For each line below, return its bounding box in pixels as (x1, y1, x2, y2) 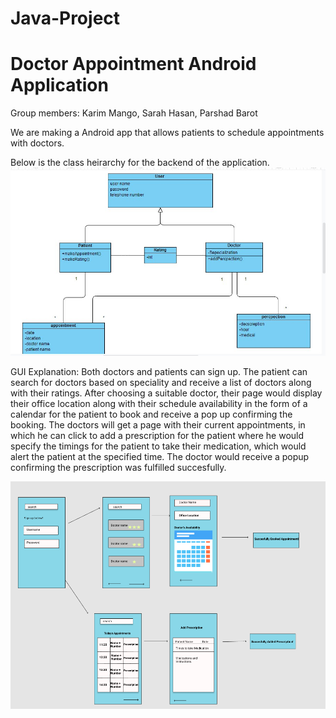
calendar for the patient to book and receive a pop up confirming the (10, 408, 293, 420)
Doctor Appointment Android (10, 53, 257, 76)
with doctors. (10, 137, 65, 149)
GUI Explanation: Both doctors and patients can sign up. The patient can (10, 365, 308, 377)
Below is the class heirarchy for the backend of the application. (10, 157, 270, 169)
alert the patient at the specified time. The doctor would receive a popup (10, 450, 310, 462)
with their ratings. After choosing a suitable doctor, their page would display (10, 387, 323, 399)
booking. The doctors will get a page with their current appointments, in (10, 418, 306, 431)
